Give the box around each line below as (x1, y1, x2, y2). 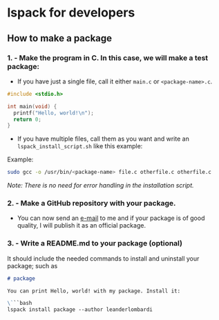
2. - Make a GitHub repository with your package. (7, 199, 176, 208)
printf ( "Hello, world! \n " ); (13, 109, 95, 117)
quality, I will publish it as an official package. (17, 221, 146, 230)
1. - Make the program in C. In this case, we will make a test (7, 53, 209, 63)
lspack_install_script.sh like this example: (17, 142, 143, 150)
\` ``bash (7, 300, 32, 307)
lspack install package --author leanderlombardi (7, 306, 153, 313)
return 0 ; (13, 116, 41, 123)
